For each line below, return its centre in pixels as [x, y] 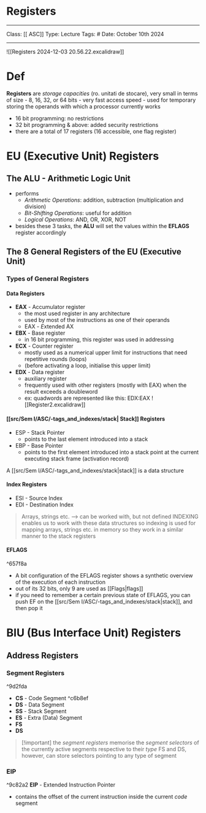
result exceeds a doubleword [61, 392]
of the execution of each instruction [60, 582]
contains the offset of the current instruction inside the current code [101, 797]
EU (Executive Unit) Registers [83, 156]
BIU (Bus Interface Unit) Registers [94, 633]
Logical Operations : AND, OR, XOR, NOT [75, 219]
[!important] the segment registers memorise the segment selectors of [110, 742]
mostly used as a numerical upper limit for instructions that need [106, 353]
